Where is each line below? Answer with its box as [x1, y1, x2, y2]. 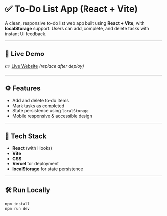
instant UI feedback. [5, 31, 47, 37]
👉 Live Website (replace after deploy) [5, 63, 84, 69]
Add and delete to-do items [12, 97, 69, 103]
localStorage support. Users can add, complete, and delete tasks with [5, 25, 149, 31]
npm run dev [5, 206, 30, 211]
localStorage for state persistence [12, 166, 83, 172]
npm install [5, 202, 30, 207]
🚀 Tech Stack [5, 132, 47, 140]
